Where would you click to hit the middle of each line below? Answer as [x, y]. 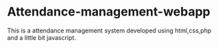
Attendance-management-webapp [109, 12]
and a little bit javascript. [42, 37]
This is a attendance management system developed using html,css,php [109, 30]
